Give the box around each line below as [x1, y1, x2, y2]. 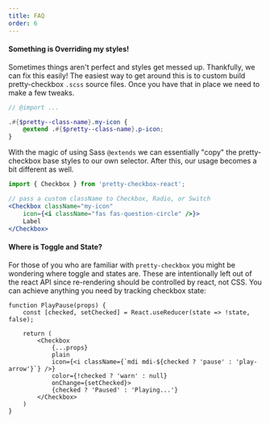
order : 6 [8, 19, 38, 27]
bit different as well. [8, 164, 74, 174]
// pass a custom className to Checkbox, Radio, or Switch [8, 195, 211, 203]
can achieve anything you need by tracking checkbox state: [8, 285, 207, 295]
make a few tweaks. [8, 88, 75, 97]
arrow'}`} [8, 364, 42, 373]
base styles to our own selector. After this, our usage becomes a [43, 156, 257, 166]
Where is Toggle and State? [8, 243, 103, 252]
